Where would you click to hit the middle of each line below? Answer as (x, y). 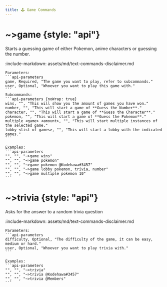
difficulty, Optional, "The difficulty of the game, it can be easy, (79, 239)
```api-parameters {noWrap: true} (41, 99)
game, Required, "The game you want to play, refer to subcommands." (79, 81)
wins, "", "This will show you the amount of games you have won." (77, 103)
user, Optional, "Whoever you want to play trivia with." (67, 248)
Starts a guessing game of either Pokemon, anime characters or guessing (81, 49)
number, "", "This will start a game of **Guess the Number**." (73, 108)
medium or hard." (23, 243)
